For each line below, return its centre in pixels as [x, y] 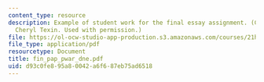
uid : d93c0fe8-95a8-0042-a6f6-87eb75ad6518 [81, 66]
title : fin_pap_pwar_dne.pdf [56, 59]
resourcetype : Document [47, 52]
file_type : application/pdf [54, 45]
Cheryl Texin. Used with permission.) [79, 30]
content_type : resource [47, 15]
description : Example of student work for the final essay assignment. [128, 23]
